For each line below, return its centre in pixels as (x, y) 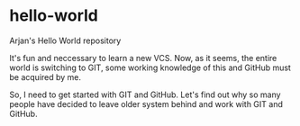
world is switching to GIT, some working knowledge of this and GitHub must (150, 67)
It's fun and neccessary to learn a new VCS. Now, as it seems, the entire (143, 58)
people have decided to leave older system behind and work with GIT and (146, 103)
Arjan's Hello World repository (65, 40)
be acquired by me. (45, 76)
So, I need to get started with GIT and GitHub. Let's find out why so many (145, 94)
